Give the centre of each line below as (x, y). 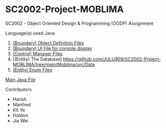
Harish (20, 99)
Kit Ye (19, 110)
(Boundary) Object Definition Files (48, 43)
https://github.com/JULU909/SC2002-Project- (112, 59)
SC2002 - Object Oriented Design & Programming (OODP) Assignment (79, 23)
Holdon (20, 115)
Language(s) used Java (30, 33)
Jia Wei (20, 120)
